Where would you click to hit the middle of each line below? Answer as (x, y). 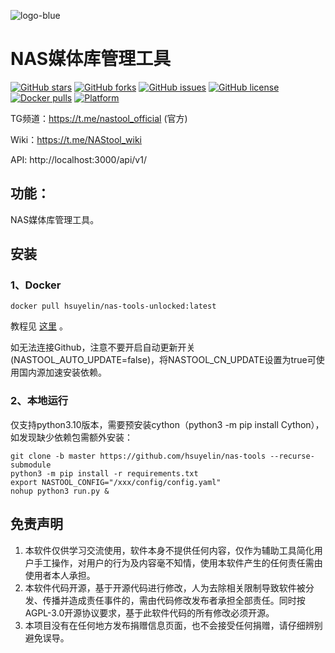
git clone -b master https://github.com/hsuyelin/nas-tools (138, 456)
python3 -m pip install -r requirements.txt (104, 473)
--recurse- (292, 456)
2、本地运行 (39, 401)
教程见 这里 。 (39, 326)
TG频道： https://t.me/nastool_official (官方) (99, 118)
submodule (31, 465)
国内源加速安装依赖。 (62, 372)
